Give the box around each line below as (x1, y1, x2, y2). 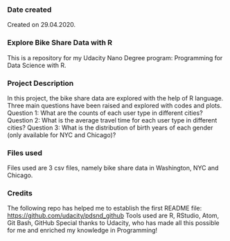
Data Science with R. (7, 61, 67, 69)
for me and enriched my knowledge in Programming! (7, 226, 158, 235)
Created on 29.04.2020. (7, 21, 76, 29)
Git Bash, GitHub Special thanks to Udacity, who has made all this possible (7, 219, 220, 227)
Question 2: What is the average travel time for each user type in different (7, 116, 218, 124)
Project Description (7, 78, 74, 88)
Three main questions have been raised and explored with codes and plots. (7, 101, 222, 109)
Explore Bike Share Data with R (7, 38, 113, 48)
